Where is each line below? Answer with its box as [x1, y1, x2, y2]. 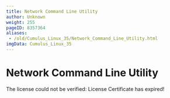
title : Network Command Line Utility [6, 8, 98, 15]
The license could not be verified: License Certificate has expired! [6, 85, 165, 92]
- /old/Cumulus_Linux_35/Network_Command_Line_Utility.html [8, 36, 158, 41]
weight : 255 [6, 19, 35, 25]
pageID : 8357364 [6, 24, 46, 31]
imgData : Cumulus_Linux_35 [6, 41, 72, 47]
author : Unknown [6, 14, 46, 20]
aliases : [6, 30, 27, 36]
